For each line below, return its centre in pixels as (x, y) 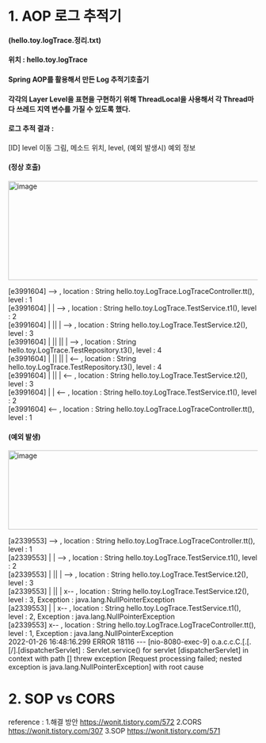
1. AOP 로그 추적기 (65, 16)
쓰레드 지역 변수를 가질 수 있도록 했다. (73, 109)
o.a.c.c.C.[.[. (231, 642)
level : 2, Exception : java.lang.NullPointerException (92, 617)
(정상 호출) (25, 167)
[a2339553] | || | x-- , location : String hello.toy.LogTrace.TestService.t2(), (129, 592)
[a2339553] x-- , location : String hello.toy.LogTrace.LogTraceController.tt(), (132, 625)
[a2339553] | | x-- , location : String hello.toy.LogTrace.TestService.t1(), (125, 608)
